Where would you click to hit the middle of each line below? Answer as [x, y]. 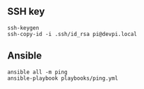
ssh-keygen [23, 28]
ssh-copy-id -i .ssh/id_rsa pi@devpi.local [72, 34]
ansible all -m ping [38, 72]
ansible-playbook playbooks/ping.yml [63, 78]
